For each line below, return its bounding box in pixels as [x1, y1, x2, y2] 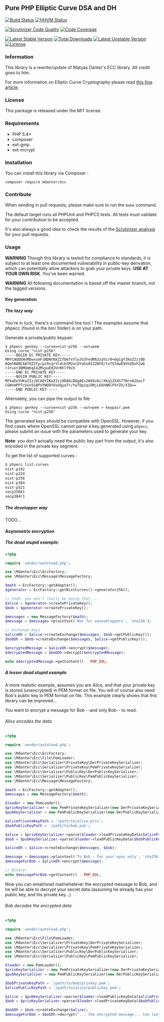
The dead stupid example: [5, 539, 60, 546]
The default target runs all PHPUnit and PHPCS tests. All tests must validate [5, 212, 157, 218]
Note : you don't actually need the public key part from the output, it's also [5, 438, 154, 444]
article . [5, 84, 19, 90]
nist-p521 [5, 485, 25, 490]
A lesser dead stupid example [5, 670, 67, 675]
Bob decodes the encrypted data [5, 903, 72, 909]
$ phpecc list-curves [5, 462, 49, 467]
